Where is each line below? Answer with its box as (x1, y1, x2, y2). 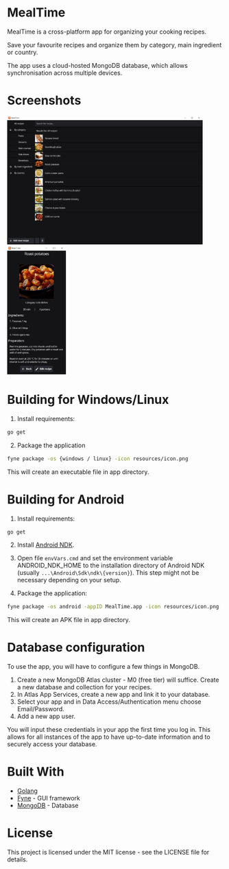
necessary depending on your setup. (16, 576, 121, 584)
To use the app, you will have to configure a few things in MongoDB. (7, 663, 200, 671)
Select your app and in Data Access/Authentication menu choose (16, 698, 202, 706)
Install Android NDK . (16, 540, 75, 549)
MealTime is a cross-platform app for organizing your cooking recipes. (7, 27, 207, 36)
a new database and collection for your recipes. (16, 683, 152, 691)
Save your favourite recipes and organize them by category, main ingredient (7, 40, 222, 49)
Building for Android (7, 492, 125, 507)
